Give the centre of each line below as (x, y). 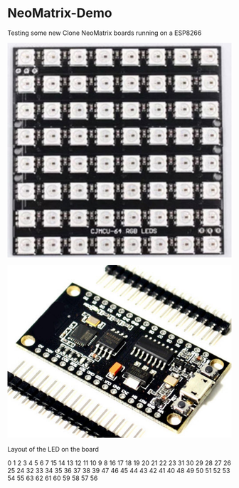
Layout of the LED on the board (53, 449)
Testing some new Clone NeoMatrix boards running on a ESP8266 (105, 33)
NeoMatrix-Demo (60, 13)
